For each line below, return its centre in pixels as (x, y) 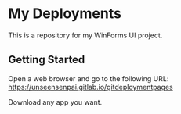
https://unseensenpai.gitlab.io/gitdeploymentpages (91, 87)
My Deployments (65, 14)
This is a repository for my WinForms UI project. (85, 35)
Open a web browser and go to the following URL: (89, 78)
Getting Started (47, 60)
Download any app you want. (55, 102)
